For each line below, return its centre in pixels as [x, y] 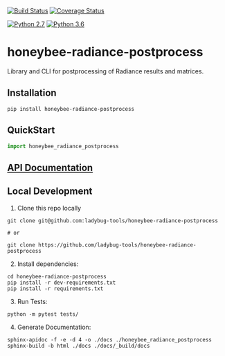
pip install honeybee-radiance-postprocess [71, 109]
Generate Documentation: [54, 327]
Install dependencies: [48, 264]
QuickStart [31, 131]
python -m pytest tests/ [43, 314]
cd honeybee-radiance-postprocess [57, 276]
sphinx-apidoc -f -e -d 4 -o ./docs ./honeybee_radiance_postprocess [110, 339]
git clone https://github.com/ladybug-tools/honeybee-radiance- [102, 245]
